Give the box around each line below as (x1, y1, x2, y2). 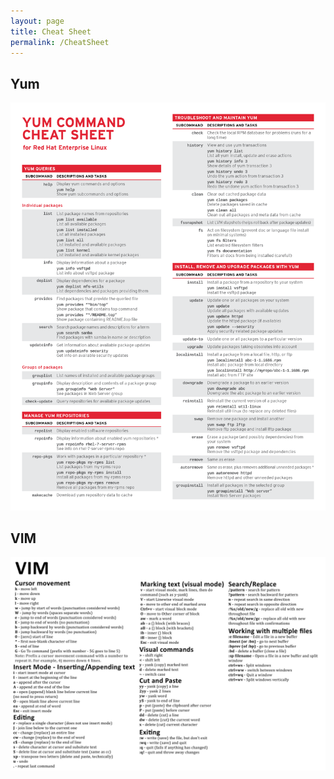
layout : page (10, 16, 65, 26)
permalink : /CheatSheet (10, 37, 110, 47)
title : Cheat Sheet (10, 26, 92, 37)
